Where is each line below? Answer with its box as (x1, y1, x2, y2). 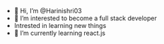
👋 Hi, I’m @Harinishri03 (13, 7, 83, 15)
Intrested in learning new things (13, 22, 107, 29)
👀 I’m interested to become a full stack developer (13, 14, 157, 22)
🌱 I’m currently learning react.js (13, 29, 106, 37)
